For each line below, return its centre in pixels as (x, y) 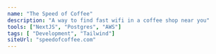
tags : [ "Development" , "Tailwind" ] (61, 33)
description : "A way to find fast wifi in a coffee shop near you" (109, 20)
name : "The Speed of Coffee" (50, 14)
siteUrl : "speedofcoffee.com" (52, 40)
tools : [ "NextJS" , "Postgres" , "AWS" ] (64, 27)
